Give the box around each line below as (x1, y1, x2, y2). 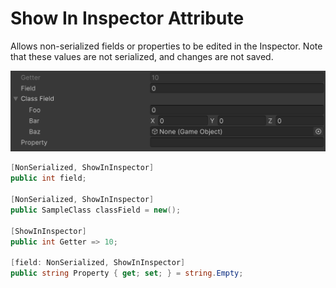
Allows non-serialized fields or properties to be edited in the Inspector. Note (10, 40, 323, 52)
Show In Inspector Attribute (10, 7, 245, 30)
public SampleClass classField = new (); (10, 205, 182, 215)
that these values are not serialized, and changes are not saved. (10, 50, 274, 62)
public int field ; (10, 173, 87, 184)
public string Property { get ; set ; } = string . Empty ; (10, 268, 244, 279)
